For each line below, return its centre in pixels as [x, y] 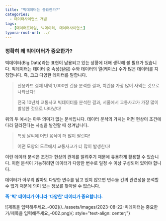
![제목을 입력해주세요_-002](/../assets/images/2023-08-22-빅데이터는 [75, 207]
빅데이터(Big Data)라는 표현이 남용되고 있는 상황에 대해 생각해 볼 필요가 [75, 63]
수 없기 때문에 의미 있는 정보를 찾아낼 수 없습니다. [53, 186]
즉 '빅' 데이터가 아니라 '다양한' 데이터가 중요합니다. [54, 197]
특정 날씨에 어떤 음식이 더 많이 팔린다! [54, 136]
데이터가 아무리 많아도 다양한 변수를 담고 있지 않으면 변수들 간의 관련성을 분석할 [82, 180]
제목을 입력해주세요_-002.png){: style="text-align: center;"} [71, 213]
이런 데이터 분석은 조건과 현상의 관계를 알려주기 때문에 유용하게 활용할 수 [75, 157]
